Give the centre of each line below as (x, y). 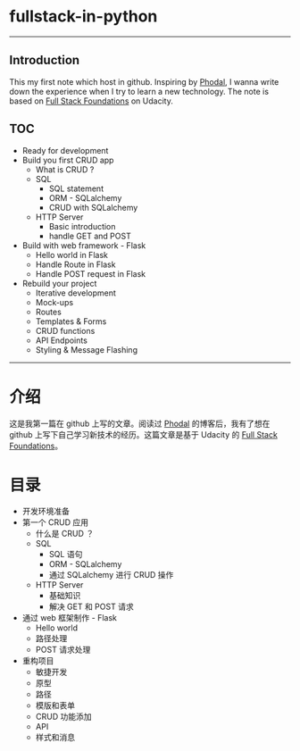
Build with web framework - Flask (84, 245)
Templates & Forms (71, 321)
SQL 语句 (66, 555)
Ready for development (65, 150)
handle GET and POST (90, 236)
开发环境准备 (46, 512)
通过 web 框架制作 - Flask (70, 618)
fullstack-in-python (83, 17)
